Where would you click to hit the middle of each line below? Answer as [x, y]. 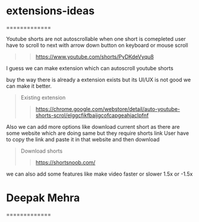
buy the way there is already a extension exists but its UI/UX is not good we [99, 80]
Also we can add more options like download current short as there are [93, 126]
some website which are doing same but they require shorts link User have [97, 133]
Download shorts [42, 151]
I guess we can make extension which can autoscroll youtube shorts [90, 68]
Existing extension [43, 97]
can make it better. [29, 86]
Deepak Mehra [43, 198]
